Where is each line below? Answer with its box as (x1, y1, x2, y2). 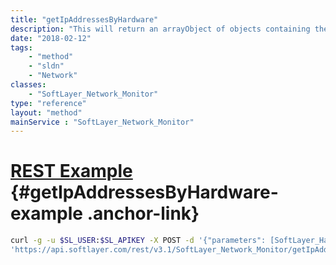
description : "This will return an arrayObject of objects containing (10, 24, 311, 34)
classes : (10, 80, 47, 90)
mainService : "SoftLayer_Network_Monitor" (10, 117, 195, 127)
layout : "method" (10, 107, 83, 118)
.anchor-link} (86, 202, 200, 225)
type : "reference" (10, 98, 87, 108)
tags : (10, 42, 33, 53)
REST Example (10, 160, 133, 183)
